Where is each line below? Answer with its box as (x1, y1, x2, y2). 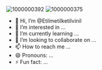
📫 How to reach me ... (14, 43, 71, 50)
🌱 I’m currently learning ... (14, 30, 79, 37)
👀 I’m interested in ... (14, 24, 66, 31)
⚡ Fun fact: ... (14, 59, 48, 65)
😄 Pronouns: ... (14, 51, 54, 59)
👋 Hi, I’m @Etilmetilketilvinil (14, 17, 82, 24)
